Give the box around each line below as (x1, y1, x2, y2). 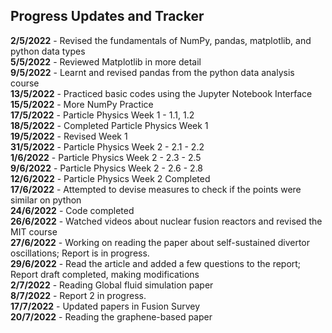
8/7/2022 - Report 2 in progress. (10, 289, 147, 301)
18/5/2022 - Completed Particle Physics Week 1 (10, 119, 209, 131)
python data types (10, 45, 86, 57)
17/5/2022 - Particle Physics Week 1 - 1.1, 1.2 (10, 109, 195, 121)
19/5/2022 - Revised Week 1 (10, 130, 128, 142)
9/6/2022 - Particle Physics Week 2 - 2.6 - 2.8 (10, 162, 204, 174)
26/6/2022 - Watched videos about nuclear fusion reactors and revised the (10, 215, 323, 227)
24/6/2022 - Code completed (10, 204, 135, 216)
